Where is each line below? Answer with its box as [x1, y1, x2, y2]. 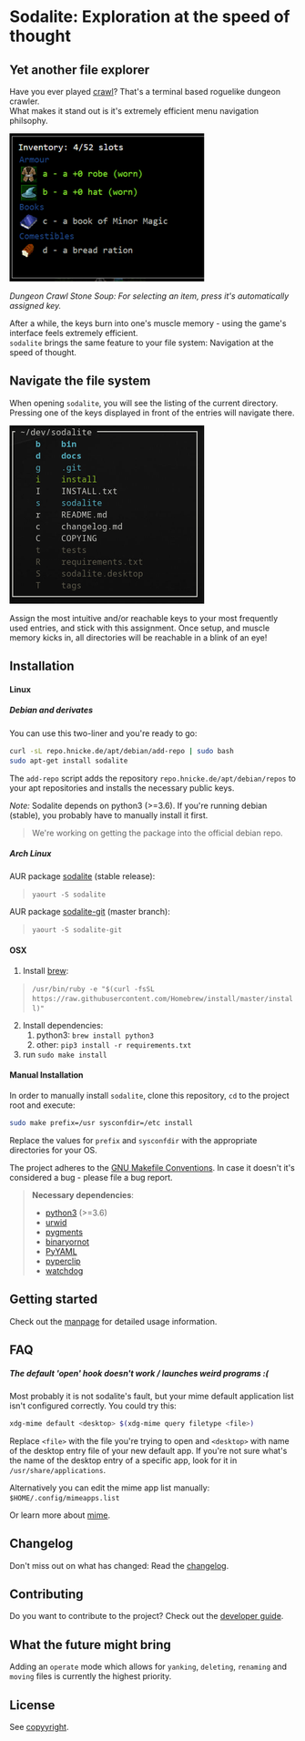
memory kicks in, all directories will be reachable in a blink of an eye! [9, 631, 268, 643]
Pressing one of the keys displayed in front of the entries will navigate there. [9, 407, 295, 418]
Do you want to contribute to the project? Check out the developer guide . [9, 1611, 284, 1622]
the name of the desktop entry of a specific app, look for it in [9, 1455, 238, 1466]
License [9, 1697, 56, 1713]
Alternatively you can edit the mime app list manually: [9, 1482, 210, 1493]
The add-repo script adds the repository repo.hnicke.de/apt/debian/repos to [9, 773, 296, 783]
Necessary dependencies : [31, 1189, 135, 1200]
